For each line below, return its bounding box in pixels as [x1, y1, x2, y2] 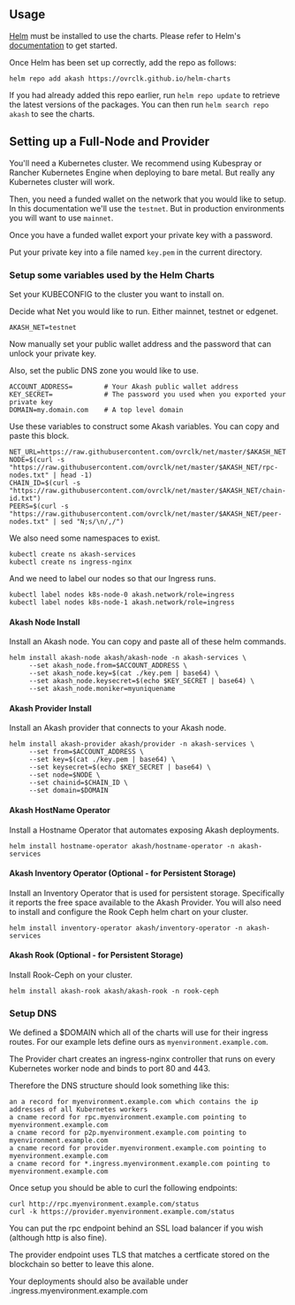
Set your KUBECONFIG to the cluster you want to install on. [9, 288, 225, 299]
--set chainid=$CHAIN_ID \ [28, 779, 128, 787]
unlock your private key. [9, 348, 97, 358]
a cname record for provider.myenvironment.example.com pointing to [9, 1144, 267, 1153]
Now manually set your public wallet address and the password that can [9, 338, 272, 349]
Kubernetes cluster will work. [9, 176, 116, 187]
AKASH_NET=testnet [9, 323, 77, 332]
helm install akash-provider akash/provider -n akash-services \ [9, 740, 254, 748]
